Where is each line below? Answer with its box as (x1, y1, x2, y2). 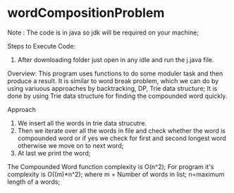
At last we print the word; (17, 149, 91, 157)
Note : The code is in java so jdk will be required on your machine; (7, 28, 199, 37)
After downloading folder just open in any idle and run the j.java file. (17, 55, 214, 64)
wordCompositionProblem (7, 5, 165, 21)
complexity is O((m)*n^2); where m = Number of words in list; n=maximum (7, 170, 225, 178)
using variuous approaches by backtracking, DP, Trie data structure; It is (7, 84, 218, 92)
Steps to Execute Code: (7, 42, 76, 50)
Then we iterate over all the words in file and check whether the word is (17, 126, 226, 135)
